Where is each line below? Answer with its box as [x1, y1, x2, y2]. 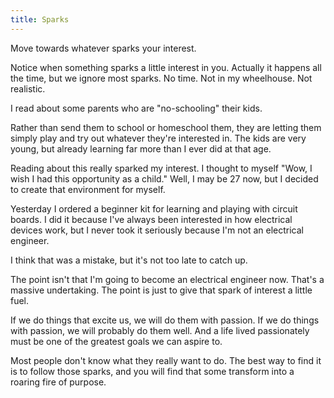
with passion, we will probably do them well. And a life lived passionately [10, 324, 310, 336]
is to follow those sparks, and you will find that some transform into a [10, 365, 295, 377]
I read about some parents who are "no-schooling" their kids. [10, 102, 263, 114]
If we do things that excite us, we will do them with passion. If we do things [10, 314, 320, 326]
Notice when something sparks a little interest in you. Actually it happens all [10, 61, 322, 73]
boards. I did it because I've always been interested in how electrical [10, 213, 293, 225]
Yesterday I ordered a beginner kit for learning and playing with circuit [10, 202, 298, 215]
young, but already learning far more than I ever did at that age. [10, 142, 272, 155]
